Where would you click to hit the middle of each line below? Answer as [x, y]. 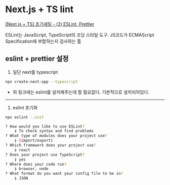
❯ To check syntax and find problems [54, 131]
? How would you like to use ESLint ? [45, 126]
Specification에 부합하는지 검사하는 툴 [43, 41]
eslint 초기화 [25, 107]
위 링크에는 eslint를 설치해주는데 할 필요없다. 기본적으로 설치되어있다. [81, 92]
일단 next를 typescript [35, 72]
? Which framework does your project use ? [51, 145]
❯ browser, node [32, 169]
